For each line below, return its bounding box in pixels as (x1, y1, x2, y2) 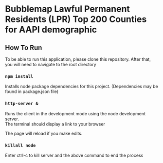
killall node (5, 143, 36, 148)
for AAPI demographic (5, 24, 97, 35)
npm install (5, 73, 34, 79)
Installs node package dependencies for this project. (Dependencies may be (5, 84, 158, 90)
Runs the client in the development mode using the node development (5, 110, 146, 116)
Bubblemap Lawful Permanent (5, 3, 130, 15)
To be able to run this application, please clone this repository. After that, (5, 56, 151, 62)
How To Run (5, 43, 42, 52)
